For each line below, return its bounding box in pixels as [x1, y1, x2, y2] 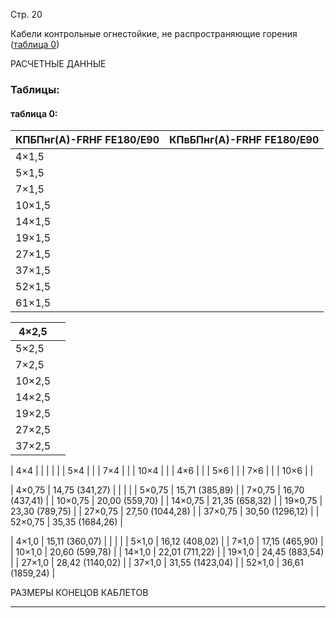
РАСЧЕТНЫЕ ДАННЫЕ [10, 58, 107, 69]
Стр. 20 [10, 9, 43, 20]
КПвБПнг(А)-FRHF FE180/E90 [169, 133, 320, 147]
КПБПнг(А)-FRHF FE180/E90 [15, 133, 160, 147]
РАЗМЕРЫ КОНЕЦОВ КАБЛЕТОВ [10, 587, 149, 599]
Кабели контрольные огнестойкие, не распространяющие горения [10, 28, 298, 39]
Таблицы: [10, 82, 60, 96]
